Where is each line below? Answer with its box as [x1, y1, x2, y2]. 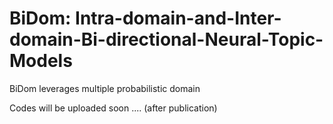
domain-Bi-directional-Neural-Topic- [9, 28, 324, 51]
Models [9, 50, 73, 72]
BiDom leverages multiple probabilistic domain [9, 82, 201, 94]
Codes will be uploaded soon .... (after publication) [9, 102, 218, 114]
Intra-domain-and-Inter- [75, 7, 282, 30]
